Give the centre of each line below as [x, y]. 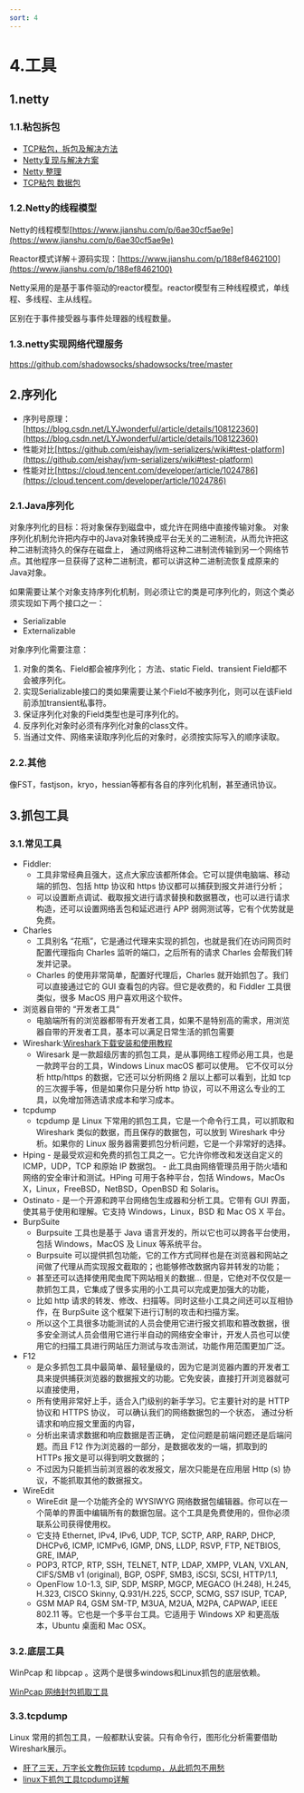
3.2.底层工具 [37, 1651]
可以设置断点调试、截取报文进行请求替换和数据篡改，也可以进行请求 [163, 897]
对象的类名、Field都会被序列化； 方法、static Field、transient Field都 [151, 669]
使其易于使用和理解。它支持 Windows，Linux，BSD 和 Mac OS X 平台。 [156, 1211]
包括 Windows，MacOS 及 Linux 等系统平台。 [121, 1244]
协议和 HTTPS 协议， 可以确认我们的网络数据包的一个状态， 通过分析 [165, 1413]
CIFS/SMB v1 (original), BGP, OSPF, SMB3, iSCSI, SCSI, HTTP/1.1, [157, 1574]
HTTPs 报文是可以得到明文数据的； [101, 1458]
